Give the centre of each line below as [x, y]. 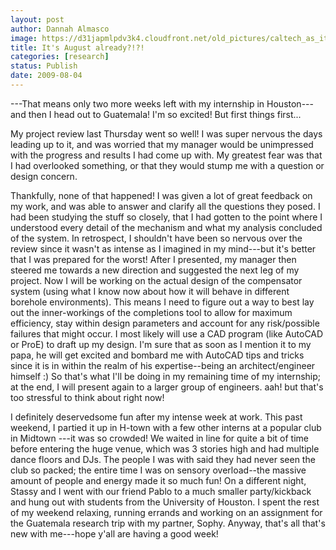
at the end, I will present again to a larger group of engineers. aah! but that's [167, 387]
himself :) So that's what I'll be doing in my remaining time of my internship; [166, 376]
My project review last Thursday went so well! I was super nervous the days [166, 133]
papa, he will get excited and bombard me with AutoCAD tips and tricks [157, 355]
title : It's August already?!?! [77, 47]
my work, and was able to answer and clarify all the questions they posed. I [165, 206]
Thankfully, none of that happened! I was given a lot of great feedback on [161, 195]
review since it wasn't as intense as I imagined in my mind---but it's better [163, 248]
